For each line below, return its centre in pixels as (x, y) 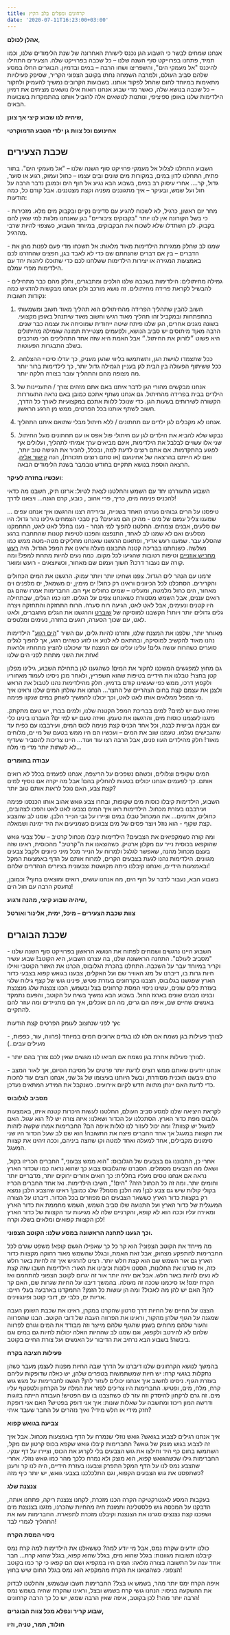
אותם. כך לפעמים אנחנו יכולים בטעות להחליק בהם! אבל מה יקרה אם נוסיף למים (110, 781)
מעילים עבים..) (26, 1043)
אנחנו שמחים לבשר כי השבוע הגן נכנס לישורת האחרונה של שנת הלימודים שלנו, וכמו (115, 53)
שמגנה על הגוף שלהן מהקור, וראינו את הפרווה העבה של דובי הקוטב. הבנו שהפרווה (113, 1318)
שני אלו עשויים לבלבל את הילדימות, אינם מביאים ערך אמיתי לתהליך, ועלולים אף (119, 443)
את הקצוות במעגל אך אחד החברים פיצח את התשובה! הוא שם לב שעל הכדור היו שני (115, 1133)
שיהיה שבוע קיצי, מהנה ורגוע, (47, 900)
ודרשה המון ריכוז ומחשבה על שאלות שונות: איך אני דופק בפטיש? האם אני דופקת (110, 1403)
